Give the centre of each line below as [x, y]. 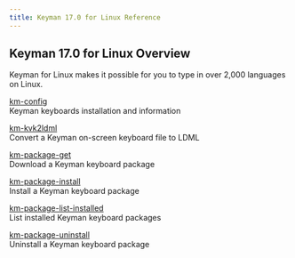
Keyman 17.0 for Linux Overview [100, 54]
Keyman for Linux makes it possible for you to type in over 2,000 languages [147, 75]
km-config [28, 101]
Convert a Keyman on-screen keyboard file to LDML [104, 138]
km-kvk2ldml [33, 128]
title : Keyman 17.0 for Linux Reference [85, 17]
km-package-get [40, 155]
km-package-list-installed [56, 208]
